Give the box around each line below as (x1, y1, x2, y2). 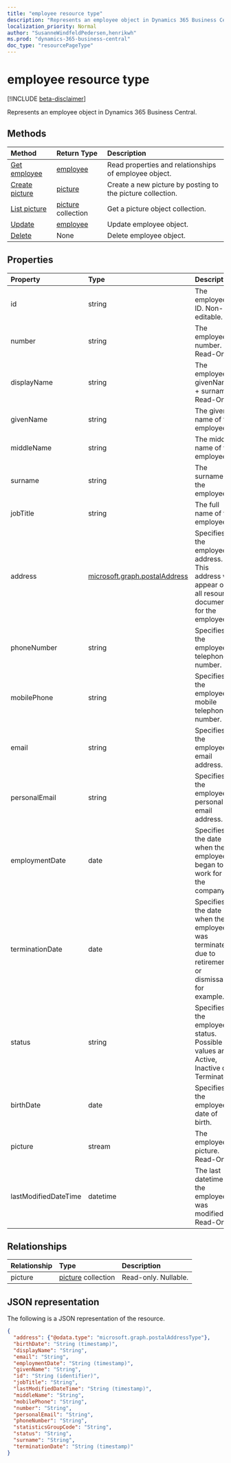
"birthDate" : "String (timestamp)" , (13, 1340, 118, 1347)
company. (195, 886, 227, 895)
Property (10, 274, 41, 284)
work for (195, 868, 222, 878)
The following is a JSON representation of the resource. (7, 1314, 165, 1323)
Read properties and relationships (107, 160, 217, 170)
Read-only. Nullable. (121, 1273, 189, 1282)
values (195, 1045, 217, 1055)
